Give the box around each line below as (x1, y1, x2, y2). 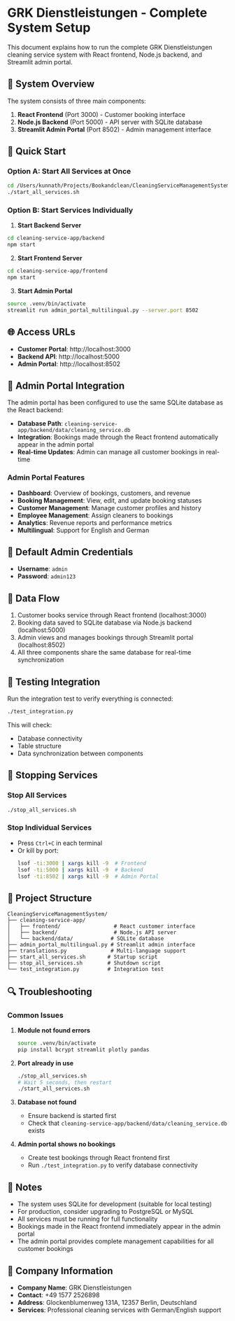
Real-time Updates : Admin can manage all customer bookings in (17, 448, 205, 456)
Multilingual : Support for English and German (17, 526, 150, 534)
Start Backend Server (17, 221, 82, 230)
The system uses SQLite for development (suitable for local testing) (17, 1200, 212, 1208)
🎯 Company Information (7, 1265, 113, 1277)
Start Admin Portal (17, 286, 73, 295)
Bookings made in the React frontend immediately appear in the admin (17, 1222, 221, 1231)
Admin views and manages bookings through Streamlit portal (17, 634, 194, 642)
